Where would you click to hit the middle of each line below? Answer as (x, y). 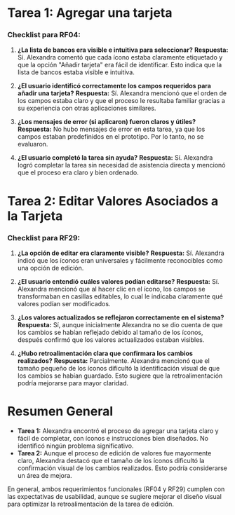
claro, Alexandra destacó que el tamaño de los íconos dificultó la (111, 460)
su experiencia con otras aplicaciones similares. (87, 108)
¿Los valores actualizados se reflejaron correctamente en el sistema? (121, 317)
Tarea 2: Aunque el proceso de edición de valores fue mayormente (114, 453)
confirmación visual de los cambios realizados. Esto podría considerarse (122, 468)
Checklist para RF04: (44, 35)
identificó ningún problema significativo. (75, 446)
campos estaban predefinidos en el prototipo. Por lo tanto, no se (110, 137)
